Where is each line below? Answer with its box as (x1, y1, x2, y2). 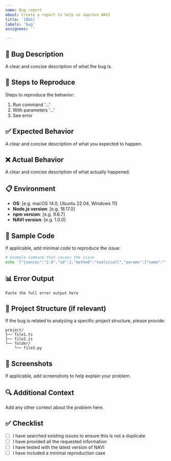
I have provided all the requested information (12, 438, 107, 444)
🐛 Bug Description (5, 49, 64, 59)
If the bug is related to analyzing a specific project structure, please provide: (5, 318, 165, 324)
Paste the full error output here (5, 290, 79, 296)
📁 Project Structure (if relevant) (5, 304, 106, 313)
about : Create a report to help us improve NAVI (5, 12, 110, 17)
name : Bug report (5, 7, 42, 13)
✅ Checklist (5, 419, 44, 428)
